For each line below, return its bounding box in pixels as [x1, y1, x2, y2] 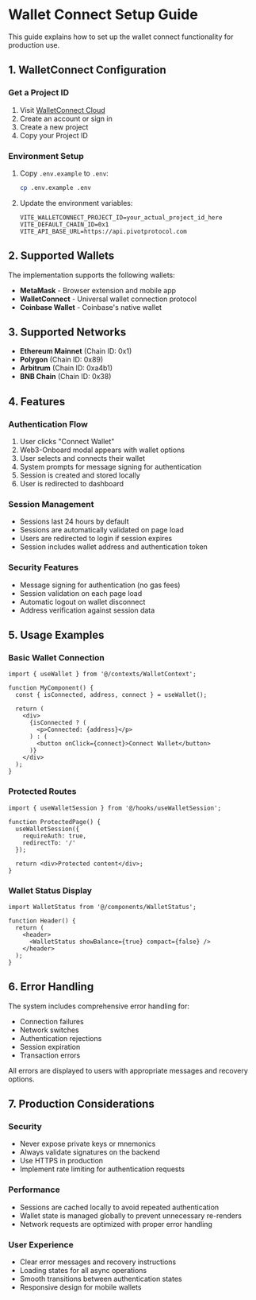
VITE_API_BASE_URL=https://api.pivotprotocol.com [19, 227, 188, 235]
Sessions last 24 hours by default [19, 517, 129, 526]
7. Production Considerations [8, 1097, 155, 1111]
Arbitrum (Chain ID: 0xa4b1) [19, 363, 113, 373]
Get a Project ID [8, 87, 70, 99]
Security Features [8, 562, 79, 573]
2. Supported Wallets [8, 249, 115, 263]
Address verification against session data [19, 606, 155, 615]
